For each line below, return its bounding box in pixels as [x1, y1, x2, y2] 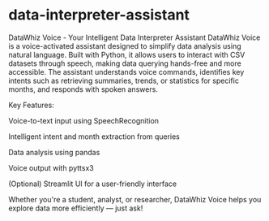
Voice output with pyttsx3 [8, 162, 95, 172]
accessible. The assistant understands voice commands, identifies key [8, 67, 245, 76]
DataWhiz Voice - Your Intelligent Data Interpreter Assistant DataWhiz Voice [8, 32, 261, 42]
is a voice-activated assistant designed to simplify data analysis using [8, 41, 241, 50]
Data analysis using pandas [8, 147, 100, 157]
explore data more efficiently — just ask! [8, 203, 143, 213]
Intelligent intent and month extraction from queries [8, 132, 180, 141]
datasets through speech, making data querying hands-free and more [8, 58, 241, 68]
